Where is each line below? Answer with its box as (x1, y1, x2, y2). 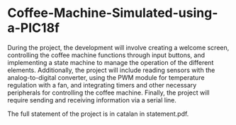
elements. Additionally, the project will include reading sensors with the (7, 66, 215, 74)
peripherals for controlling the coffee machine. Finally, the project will (7, 88, 210, 97)
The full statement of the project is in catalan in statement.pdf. (7, 109, 189, 118)
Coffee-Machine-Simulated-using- (7, 5, 218, 21)
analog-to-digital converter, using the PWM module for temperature (7, 73, 205, 82)
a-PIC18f (7, 20, 60, 36)
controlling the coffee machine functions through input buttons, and (7, 51, 206, 59)
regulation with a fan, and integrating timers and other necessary (7, 81, 197, 89)
